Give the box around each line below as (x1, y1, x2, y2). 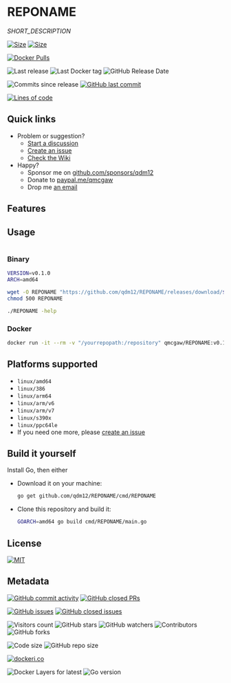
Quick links (7, 113, 56, 125)
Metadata (7, 576, 49, 587)
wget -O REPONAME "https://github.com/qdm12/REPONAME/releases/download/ (7, 289, 223, 296)
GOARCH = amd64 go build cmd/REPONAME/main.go (16, 519, 147, 525)
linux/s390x (16, 414, 52, 422)
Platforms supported (7, 358, 98, 370)
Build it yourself (7, 448, 77, 459)
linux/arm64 (16, 393, 52, 400)
